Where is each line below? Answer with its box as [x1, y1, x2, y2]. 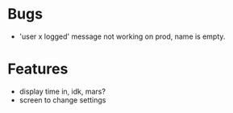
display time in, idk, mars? [19, 86, 106, 96]
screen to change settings [19, 94, 106, 105]
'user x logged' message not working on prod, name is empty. [19, 31, 226, 41]
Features [7, 60, 69, 78]
